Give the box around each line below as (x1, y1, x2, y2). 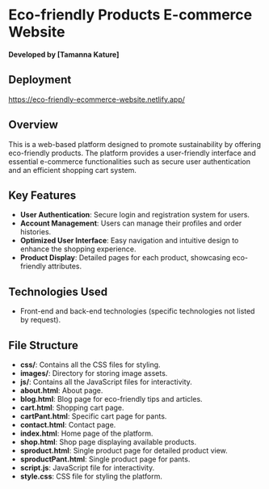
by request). (19, 315, 61, 325)
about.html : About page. (19, 386, 103, 395)
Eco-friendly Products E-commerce (8, 6, 253, 24)
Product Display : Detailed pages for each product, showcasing (19, 253, 231, 263)
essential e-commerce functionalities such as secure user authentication (8, 156, 250, 167)
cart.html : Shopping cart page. (19, 403, 124, 412)
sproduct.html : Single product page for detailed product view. (19, 446, 228, 455)
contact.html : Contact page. (19, 420, 116, 429)
